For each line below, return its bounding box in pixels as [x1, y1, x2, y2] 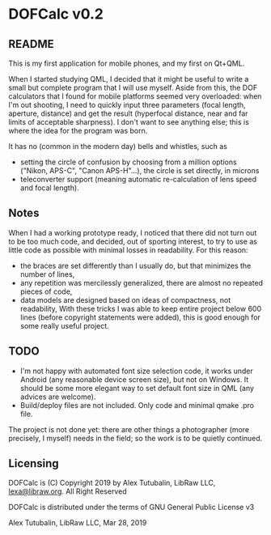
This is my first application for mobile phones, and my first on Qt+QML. [8, 58, 245, 68]
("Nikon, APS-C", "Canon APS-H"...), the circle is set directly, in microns [19, 166, 260, 175]
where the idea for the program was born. [8, 126, 148, 135]
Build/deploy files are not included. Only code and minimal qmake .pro [19, 400, 255, 410]
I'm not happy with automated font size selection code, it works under [19, 366, 253, 376]
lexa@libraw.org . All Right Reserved [8, 486, 127, 496]
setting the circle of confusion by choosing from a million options [19, 157, 237, 167]
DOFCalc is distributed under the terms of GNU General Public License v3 [8, 503, 255, 512]
